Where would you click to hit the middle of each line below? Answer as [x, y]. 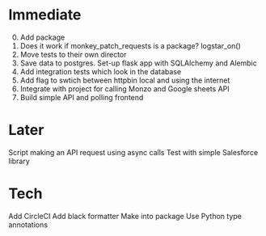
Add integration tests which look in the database [101, 71]
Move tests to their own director [73, 54]
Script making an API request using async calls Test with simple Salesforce [133, 152]
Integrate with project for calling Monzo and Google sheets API [125, 88]
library [19, 161]
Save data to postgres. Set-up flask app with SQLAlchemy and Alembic [138, 63]
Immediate [45, 15]
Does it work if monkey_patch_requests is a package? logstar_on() [130, 45]
